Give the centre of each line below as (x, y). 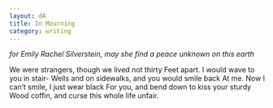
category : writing (40, 31)
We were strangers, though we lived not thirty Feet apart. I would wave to (132, 70)
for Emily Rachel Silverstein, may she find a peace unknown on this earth (132, 54)
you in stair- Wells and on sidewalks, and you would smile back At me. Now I (137, 79)
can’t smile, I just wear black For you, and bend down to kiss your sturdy (130, 87)
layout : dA (28, 16)
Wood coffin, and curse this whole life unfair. (84, 96)
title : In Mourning (42, 24)
